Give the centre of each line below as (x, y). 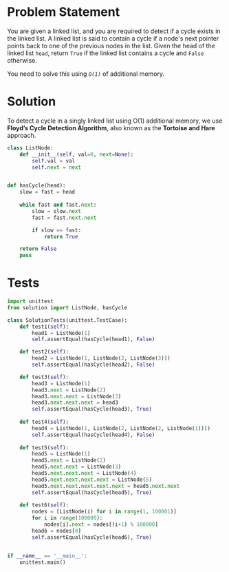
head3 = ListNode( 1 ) (61, 383)
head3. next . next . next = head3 (75, 403)
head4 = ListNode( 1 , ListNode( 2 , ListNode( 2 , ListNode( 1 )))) (121, 428)
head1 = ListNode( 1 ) (61, 333)
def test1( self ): (44, 327)
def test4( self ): (44, 422)
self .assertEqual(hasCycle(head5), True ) (92, 492)
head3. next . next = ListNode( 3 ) (77, 396)
